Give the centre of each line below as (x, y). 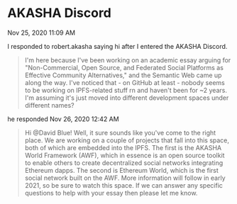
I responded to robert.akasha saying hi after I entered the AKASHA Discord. (117, 46)
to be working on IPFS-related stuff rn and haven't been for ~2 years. (126, 90)
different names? (49, 105)
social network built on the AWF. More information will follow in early (125, 178)
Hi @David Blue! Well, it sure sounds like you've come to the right (120, 132)
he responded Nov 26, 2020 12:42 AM (63, 119)
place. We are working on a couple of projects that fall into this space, (127, 140)
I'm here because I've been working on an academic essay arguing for (128, 60)
